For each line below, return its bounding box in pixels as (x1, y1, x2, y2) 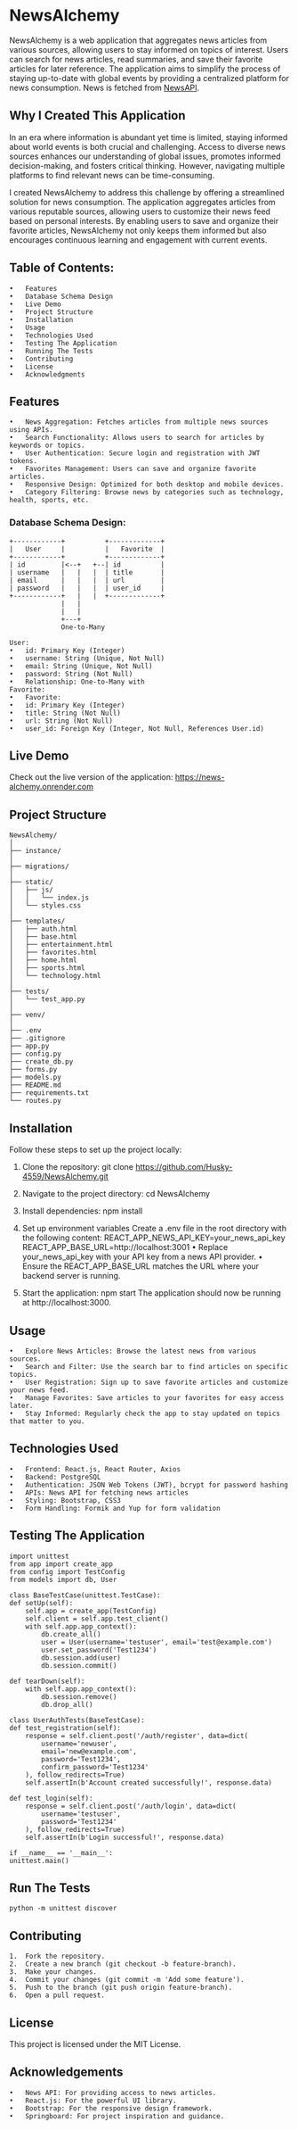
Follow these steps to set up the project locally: (9, 1144, 182, 1156)
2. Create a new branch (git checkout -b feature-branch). (9, 1960, 238, 1968)
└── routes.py (9, 1097, 62, 1106)
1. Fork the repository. (9, 1952, 105, 1961)
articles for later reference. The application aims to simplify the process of (9, 63, 281, 74)
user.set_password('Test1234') (41, 1645, 157, 1654)
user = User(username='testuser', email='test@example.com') (41, 1637, 273, 1646)
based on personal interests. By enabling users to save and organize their (9, 215, 278, 226)
